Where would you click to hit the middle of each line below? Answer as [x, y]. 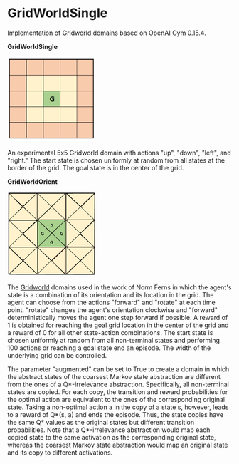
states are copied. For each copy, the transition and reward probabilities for [118, 392]
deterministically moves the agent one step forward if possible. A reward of [118, 318]
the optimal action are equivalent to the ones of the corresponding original [116, 400]
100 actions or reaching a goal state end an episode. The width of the [109, 348]
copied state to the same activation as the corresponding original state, [112, 438]
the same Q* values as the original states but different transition [101, 423]
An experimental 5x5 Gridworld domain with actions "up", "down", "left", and [119, 153]
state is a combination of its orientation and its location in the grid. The [111, 295]
